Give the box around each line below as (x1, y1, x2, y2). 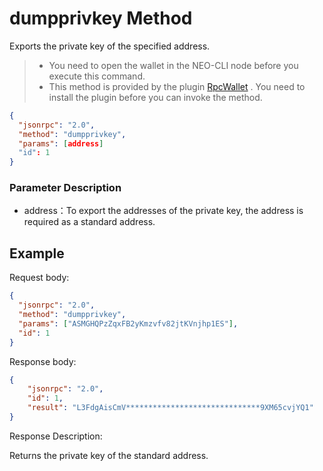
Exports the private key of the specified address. (9, 40, 211, 52)
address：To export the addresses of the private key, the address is (23, 205, 304, 217)
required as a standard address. (23, 216, 156, 228)
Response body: (9, 355, 77, 367)
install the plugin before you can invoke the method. (48, 91, 263, 103)
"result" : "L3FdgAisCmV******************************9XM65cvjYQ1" (27, 403, 314, 413)
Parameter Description (9, 181, 122, 195)
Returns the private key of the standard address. (9, 449, 209, 461)
